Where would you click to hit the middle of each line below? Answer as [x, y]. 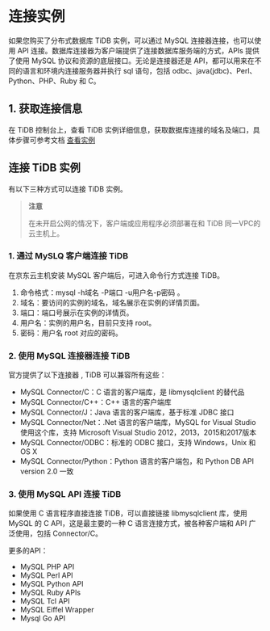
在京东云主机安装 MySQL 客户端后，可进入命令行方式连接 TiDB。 [116, 275]
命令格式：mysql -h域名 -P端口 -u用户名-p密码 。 [102, 292]
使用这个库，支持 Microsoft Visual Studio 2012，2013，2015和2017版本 [138, 432]
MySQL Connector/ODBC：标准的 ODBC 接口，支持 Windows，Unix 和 [138, 443]
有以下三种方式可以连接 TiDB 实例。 [68, 189]
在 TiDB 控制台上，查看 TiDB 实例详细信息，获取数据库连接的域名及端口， [131, 129]
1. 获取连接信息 [46, 109]
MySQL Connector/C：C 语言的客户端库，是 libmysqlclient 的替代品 [132, 392]
